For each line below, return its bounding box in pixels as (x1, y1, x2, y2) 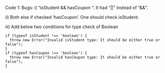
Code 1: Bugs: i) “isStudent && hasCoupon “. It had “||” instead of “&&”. (5, 5, 148, 10)
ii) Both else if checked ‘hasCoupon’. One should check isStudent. (5, 14, 139, 20)
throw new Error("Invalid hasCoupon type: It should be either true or (9, 55, 161, 60)
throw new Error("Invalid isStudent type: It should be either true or (9, 37, 161, 42)
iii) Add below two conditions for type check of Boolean (5, 24, 119, 30)
